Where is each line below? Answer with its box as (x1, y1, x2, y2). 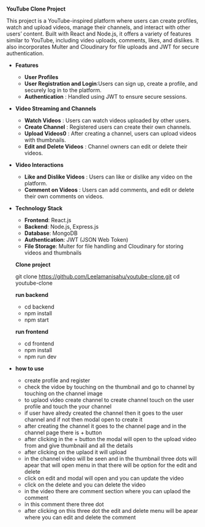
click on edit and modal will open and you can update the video (24, 475, 184, 482)
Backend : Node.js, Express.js (24, 223, 99, 230)
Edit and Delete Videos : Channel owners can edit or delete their (24, 143, 188, 150)
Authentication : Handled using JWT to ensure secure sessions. (24, 93, 187, 100)
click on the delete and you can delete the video (24, 481, 146, 488)
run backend (15, 291, 49, 298)
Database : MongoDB (24, 229, 78, 237)
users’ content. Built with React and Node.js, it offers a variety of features (6, 30, 192, 37)
